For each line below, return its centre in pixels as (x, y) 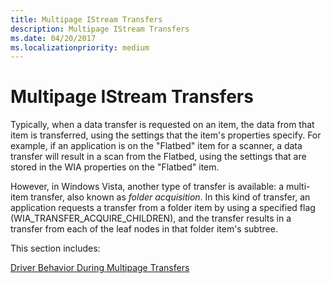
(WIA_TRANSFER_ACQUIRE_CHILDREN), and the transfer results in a (151, 218)
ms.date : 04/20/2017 (53, 38)
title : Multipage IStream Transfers (86, 19)
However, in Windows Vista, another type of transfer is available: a (147, 187)
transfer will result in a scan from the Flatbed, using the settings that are (158, 157)
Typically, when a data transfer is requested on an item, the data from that (162, 125)
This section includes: (55, 248)
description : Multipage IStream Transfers (100, 29)
